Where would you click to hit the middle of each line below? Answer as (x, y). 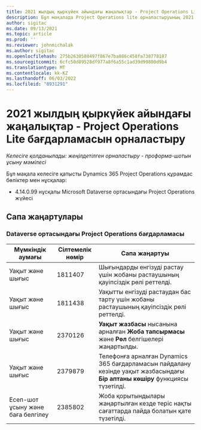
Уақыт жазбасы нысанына (138, 324)
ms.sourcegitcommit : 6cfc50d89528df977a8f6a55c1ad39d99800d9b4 (87, 62)
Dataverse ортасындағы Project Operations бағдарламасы (95, 234)
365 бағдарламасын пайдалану (145, 364)
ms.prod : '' (21, 40)
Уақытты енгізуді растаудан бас (145, 292)
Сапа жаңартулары (45, 217)
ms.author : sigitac (31, 51)
